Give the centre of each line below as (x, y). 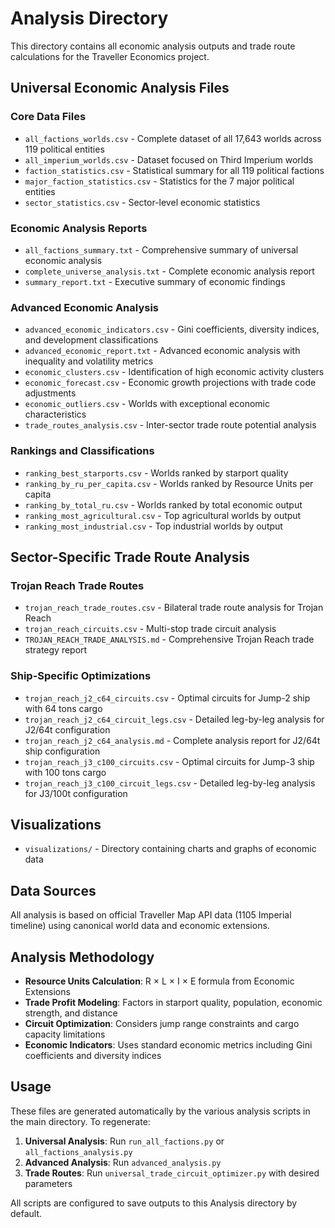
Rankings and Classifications (82, 451)
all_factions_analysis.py (78, 1152)
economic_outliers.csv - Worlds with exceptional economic (147, 404)
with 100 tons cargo (65, 772)
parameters (48, 1183)
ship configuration (62, 751)
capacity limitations (65, 1034)
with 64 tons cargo (63, 708)
